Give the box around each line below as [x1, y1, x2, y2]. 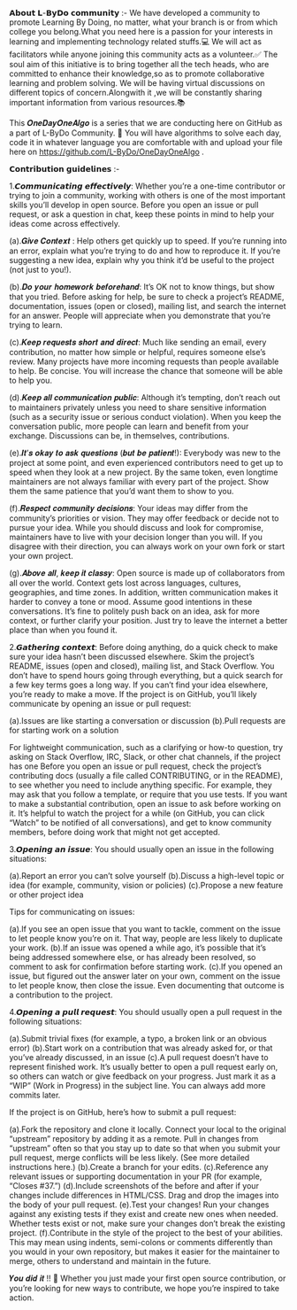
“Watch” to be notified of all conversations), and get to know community [9, 818, 272, 827]
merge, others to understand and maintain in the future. [9, 1256, 211, 1266]
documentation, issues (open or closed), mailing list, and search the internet [9, 301, 286, 311]
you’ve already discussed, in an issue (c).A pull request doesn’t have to [9, 1052, 269, 1062]
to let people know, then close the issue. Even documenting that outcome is [9, 981, 285, 990]
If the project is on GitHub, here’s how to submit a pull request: [9, 1107, 237, 1117]
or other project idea [9, 889, 84, 900]
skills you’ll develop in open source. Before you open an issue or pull [9, 199, 259, 210]
